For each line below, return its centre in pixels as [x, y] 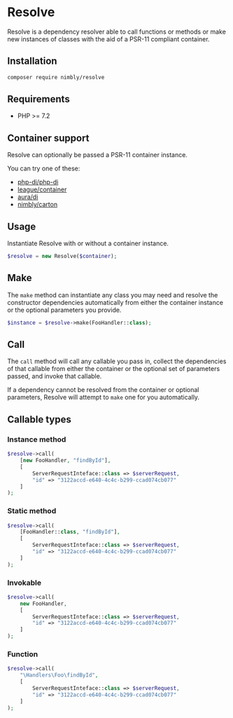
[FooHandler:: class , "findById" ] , [70, 532]
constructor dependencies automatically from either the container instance [115, 302]
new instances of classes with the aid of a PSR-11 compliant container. [108, 39]
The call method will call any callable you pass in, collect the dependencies [117, 361]
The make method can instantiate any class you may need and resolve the [113, 294]
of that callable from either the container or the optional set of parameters [114, 369]
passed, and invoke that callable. [55, 377]
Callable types [40, 419]
